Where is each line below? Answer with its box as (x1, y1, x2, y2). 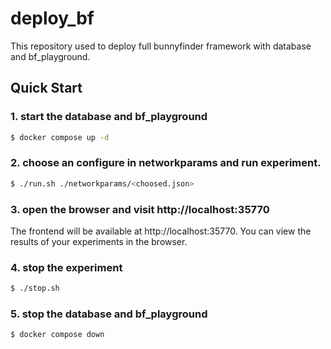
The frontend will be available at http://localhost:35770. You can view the (10, 225, 312, 237)
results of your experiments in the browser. (10, 235, 188, 247)
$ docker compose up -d (10, 132, 110, 142)
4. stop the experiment (10, 260, 123, 274)
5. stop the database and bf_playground (10, 307, 208, 321)
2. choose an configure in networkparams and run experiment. (10, 156, 322, 170)
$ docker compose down (10, 330, 105, 340)
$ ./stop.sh (10, 283, 60, 294)
